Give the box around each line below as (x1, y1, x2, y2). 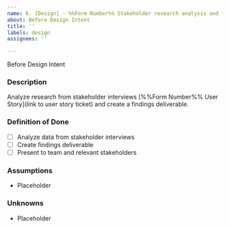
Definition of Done (7, 117, 69, 127)
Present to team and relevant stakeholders (16, 148, 137, 156)
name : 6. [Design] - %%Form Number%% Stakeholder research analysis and (7, 10, 219, 17)
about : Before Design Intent (7, 16, 90, 23)
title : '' (7, 23, 36, 29)
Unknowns (7, 199, 44, 208)
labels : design (7, 29, 51, 36)
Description (7, 77, 47, 87)
